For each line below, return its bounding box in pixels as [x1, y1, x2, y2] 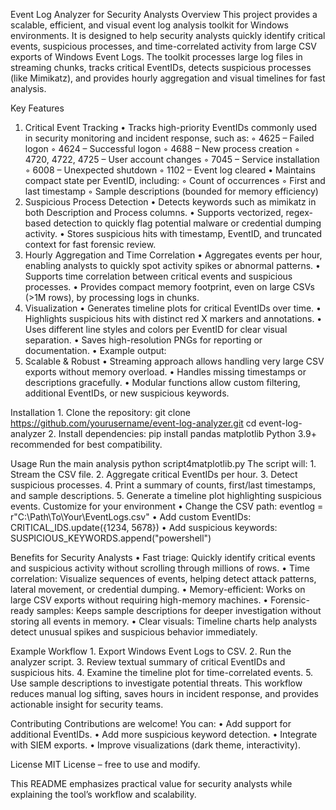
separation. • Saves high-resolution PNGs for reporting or [24, 334, 263, 346]
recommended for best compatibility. [10, 439, 163, 450]
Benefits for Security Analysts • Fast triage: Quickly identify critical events [10, 552, 316, 563]
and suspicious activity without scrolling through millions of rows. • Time [10, 562, 310, 574]
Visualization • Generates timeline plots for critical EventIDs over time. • [24, 302, 322, 314]
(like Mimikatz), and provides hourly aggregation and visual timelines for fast [10, 72, 326, 84]
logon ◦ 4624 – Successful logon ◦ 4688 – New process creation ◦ [24, 143, 300, 154]
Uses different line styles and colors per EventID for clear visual [24, 324, 288, 335]
